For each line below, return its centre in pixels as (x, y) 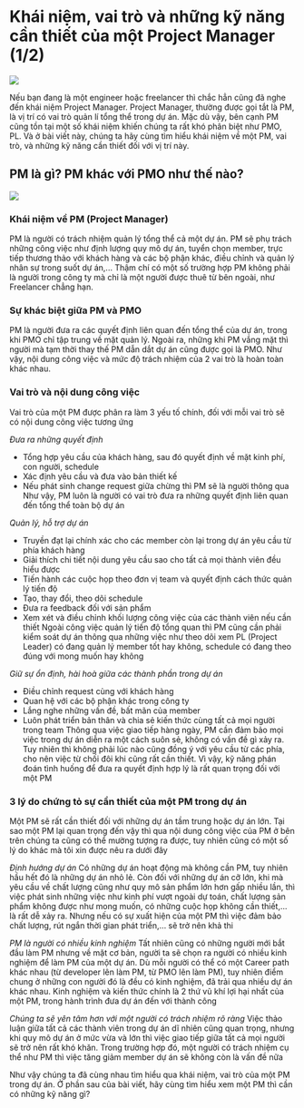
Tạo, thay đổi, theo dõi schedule (83, 598)
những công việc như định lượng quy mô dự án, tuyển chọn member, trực (146, 249)
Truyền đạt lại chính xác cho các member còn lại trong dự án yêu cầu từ (157, 540)
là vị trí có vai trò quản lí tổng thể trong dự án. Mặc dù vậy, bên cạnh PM (144, 116)
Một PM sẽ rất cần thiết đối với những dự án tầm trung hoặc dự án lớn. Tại (147, 821)
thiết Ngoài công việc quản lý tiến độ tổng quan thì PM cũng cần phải (152, 627)
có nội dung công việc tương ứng (71, 422)
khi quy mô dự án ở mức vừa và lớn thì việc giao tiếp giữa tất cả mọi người (147, 1037)
